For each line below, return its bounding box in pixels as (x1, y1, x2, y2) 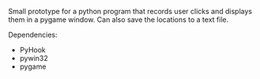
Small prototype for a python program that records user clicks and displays (8, 7, 253, 16)
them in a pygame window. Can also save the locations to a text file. (8, 15, 229, 24)
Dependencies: (8, 31, 58, 39)
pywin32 (19, 54, 49, 63)
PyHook (19, 45, 46, 54)
